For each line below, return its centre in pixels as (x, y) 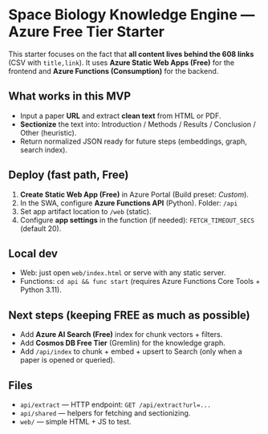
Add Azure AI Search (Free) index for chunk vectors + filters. (121, 335)
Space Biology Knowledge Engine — (132, 15)
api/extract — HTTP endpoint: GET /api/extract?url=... (115, 404)
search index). (44, 149)
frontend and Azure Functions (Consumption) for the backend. (114, 71)
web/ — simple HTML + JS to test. (75, 422)
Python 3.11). (41, 290)
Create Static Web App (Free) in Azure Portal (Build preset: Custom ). (134, 194)
